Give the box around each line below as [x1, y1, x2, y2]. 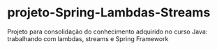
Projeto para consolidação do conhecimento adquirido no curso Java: [7, 27, 208, 36]
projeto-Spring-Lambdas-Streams [7, 5, 211, 21]
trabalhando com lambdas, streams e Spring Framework [7, 34, 169, 42]
